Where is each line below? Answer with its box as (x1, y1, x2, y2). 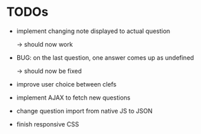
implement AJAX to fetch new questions (16, 93, 131, 102)
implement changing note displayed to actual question (16, 27, 171, 35)
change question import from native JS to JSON (16, 107, 153, 115)
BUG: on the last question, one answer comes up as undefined (16, 53, 194, 62)
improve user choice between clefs (16, 80, 117, 88)
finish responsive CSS (16, 120, 80, 128)
